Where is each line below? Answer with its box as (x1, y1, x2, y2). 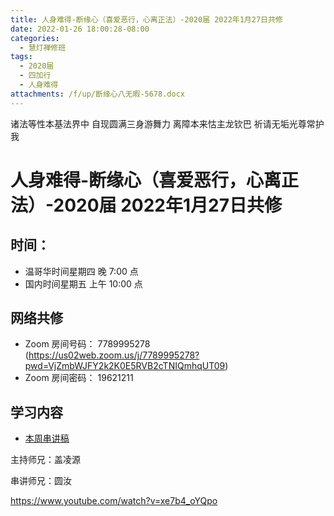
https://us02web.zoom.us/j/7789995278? (28, 349, 200, 361)
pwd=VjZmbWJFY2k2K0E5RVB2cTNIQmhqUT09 (24, 360, 226, 372)
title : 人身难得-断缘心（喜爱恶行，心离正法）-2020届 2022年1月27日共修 (10, 14, 283, 25)
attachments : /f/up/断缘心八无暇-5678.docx (10, 89, 185, 99)
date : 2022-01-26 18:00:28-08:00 (10, 24, 150, 34)
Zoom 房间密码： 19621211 (24, 372, 134, 384)
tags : (10, 52, 33, 62)
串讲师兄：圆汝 (10, 475, 72, 487)
